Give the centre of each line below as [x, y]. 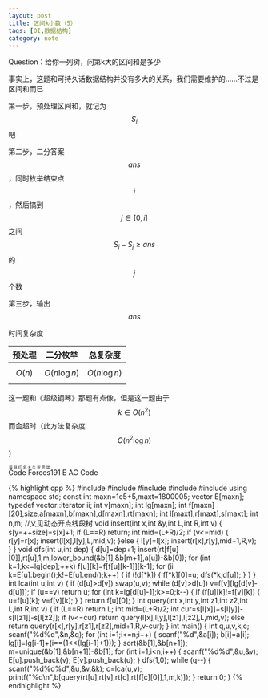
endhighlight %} [35, 686]
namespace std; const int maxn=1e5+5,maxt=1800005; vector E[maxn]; [126, 497]
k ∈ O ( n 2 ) [134, 412]
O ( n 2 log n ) [134, 440]
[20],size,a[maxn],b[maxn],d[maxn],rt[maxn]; [83, 513]
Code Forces [29, 473]
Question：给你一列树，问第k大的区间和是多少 [85, 62]
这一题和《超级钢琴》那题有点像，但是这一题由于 [89, 397]
